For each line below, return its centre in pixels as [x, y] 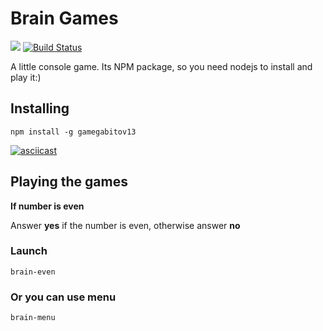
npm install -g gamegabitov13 [73, 132]
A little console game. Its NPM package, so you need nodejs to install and [161, 66]
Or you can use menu [63, 297]
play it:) [26, 77]
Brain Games [64, 18]
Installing [40, 108]
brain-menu [33, 318]
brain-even [33, 272]
